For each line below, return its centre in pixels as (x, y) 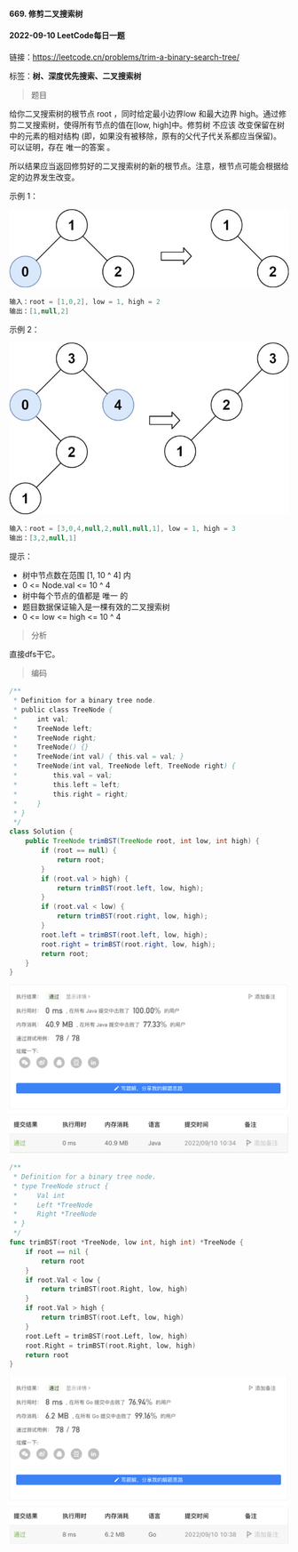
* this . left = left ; (67, 784)
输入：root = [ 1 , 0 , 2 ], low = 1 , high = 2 (85, 302)
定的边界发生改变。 (44, 177)
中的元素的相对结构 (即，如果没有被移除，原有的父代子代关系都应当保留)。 (145, 136)
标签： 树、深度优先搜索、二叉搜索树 (75, 76)
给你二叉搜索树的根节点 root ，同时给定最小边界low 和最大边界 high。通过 (144, 113)
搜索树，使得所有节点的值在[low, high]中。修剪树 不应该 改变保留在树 (159, 125)
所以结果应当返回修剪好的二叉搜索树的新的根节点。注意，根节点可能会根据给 (149, 165)
